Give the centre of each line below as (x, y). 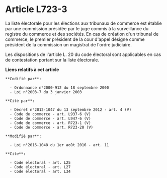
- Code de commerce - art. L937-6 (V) (51, 114)
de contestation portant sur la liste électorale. (52, 60)
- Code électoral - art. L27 (40, 167)
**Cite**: (16, 154)
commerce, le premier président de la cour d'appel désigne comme (75, 39)
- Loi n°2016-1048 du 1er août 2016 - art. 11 (59, 145)
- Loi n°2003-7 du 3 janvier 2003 (46, 92)
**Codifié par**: (23, 79)
